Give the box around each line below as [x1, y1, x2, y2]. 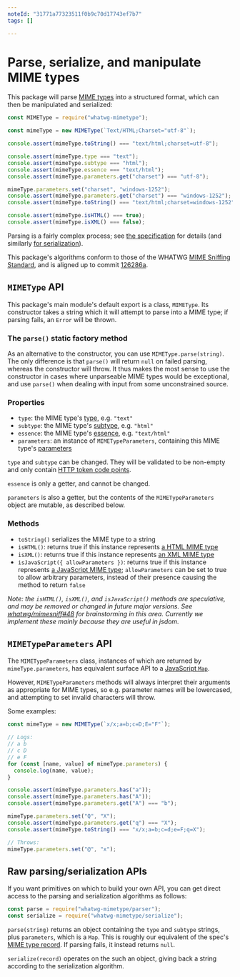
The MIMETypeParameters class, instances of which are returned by [7, 656, 202, 665]
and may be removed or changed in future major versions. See [7, 601, 193, 611]
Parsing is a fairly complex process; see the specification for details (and [7, 231, 222, 240]
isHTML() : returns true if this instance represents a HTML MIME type [17, 542, 219, 551]
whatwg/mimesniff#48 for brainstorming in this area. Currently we [7, 609, 204, 618]
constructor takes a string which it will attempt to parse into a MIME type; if [7, 308, 229, 316]
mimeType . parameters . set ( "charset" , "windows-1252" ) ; [7, 186, 171, 193]
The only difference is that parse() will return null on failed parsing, [7, 357, 207, 366]
